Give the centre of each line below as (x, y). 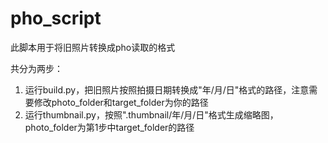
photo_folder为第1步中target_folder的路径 (109, 127)
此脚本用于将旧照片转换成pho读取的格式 (93, 47)
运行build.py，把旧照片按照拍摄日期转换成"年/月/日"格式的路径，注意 (167, 89)
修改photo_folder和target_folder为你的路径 (121, 102)
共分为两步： (36, 68)
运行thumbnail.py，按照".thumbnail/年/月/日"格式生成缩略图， (151, 114)
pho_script (56, 18)
